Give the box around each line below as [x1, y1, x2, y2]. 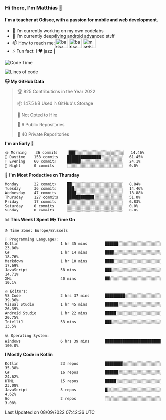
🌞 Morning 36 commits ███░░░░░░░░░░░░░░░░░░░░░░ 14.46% [5, 150, 145, 155]
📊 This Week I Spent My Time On [5, 217, 75, 223]
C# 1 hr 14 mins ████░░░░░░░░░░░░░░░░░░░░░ [5, 250, 161, 255]
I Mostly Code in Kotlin [5, 352, 53, 358]
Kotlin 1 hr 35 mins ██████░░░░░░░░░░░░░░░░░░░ [5, 241, 161, 246]
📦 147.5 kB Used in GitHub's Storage [17, 100, 93, 106]
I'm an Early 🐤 [5, 141, 34, 147]
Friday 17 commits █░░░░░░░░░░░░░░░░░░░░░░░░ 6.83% [5, 199, 141, 204]
